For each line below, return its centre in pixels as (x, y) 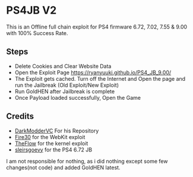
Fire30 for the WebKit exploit (50, 137)
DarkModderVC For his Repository (57, 131)
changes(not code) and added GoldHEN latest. (63, 167)
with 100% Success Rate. (37, 33)
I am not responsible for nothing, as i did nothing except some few (87, 161)
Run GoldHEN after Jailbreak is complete (64, 91)
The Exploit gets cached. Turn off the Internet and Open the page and (100, 78)
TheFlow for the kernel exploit (51, 143)
